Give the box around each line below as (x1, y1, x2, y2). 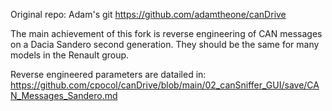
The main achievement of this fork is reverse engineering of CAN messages (10, 28, 323, 39)
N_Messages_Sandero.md (10, 90, 118, 101)
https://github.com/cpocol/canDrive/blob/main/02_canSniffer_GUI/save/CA (10, 79, 320, 91)
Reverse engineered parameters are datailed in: (10, 69, 207, 80)
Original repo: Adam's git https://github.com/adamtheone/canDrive (10, 9, 287, 20)
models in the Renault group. (10, 49, 130, 61)
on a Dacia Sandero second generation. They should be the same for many (10, 39, 320, 50)
